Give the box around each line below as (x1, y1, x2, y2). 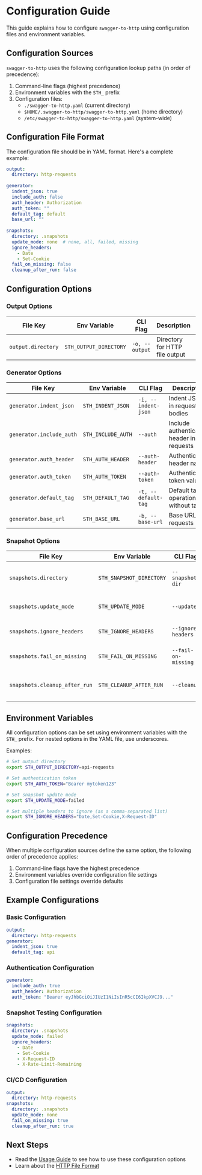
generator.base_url (9, 516, 65, 523)
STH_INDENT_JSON (83, 403, 129, 409)
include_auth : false (11, 194, 63, 200)
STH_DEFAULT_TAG (83, 495, 129, 502)
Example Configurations (6, 895, 99, 905)
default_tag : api (11, 949, 55, 955)
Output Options (6, 302, 52, 310)
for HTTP (156, 342, 182, 351)
